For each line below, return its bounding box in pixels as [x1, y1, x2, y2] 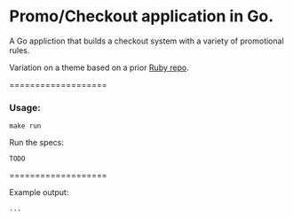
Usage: [9, 101, 42, 114]
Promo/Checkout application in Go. [9, 6, 274, 27]
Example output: [9, 187, 69, 198]
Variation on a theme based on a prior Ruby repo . [9, 62, 189, 73]
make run [9, 122, 42, 130]
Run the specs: [9, 137, 64, 148]
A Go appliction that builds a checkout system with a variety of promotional [9, 35, 284, 46]
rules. [9, 44, 30, 55]
